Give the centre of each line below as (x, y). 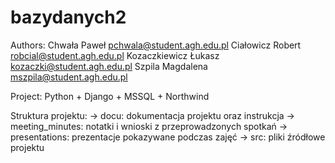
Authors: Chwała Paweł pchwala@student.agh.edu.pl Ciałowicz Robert (156, 45)
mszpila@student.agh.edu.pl (69, 77)
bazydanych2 (68, 17)
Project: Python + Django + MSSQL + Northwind (110, 96)
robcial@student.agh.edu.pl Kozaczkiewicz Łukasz (115, 55)
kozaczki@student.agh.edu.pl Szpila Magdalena (109, 66)
